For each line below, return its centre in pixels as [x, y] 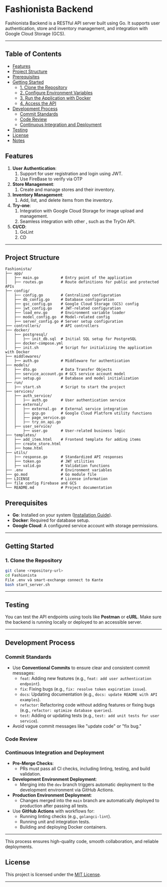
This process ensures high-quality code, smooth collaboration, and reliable [82, 842]
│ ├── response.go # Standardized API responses [64, 457]
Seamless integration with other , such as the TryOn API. [78, 221]
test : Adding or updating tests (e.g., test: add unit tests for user [89, 715]
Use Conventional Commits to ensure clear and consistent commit [81, 668]
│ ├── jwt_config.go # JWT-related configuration [63, 308]
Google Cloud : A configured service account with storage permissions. [85, 526]
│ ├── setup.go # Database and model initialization [72, 378]
